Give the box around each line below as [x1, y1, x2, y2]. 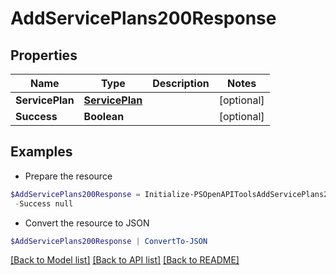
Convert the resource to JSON [24, 217, 150, 229]
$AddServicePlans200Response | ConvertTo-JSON [10, 236, 208, 246]
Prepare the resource [24, 170, 113, 182]
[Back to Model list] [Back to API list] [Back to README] [10, 254, 240, 266]
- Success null [14, 198, 74, 209]
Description [152, 77, 210, 90]
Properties [10, 47, 78, 64]
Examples [10, 143, 73, 161]
